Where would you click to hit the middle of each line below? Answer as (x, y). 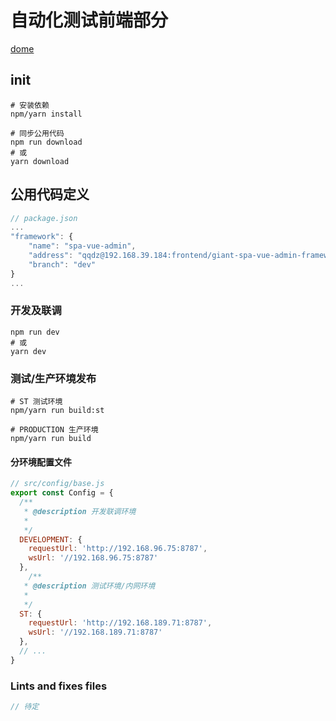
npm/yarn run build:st (57, 411)
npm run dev (35, 332)
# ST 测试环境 (36, 402)
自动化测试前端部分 (89, 20)
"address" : (51, 256)
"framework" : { (42, 237)
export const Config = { (62, 493)
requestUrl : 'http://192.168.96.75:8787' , (118, 549)
